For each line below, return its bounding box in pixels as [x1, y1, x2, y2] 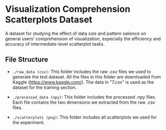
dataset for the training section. [12, 84, 77, 90]
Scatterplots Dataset [5, 14, 93, 25]
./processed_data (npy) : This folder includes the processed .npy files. [12, 94, 157, 100]
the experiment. [12, 119, 45, 125]
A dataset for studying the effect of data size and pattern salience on [5, 30, 147, 36]
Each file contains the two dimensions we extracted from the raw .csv [12, 99, 156, 105]
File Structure [5, 56, 48, 64]
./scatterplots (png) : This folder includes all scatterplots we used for [12, 114, 157, 120]
